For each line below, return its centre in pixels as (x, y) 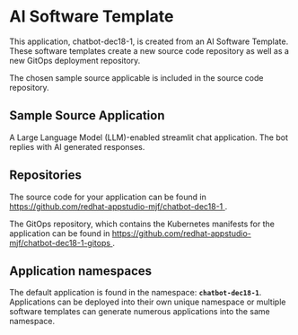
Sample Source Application (87, 115)
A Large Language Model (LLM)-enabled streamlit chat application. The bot (149, 137)
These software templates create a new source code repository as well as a (149, 50)
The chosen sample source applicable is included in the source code (136, 77)
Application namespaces (81, 271)
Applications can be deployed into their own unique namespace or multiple (148, 302)
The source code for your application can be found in (108, 197)
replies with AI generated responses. (77, 146)
